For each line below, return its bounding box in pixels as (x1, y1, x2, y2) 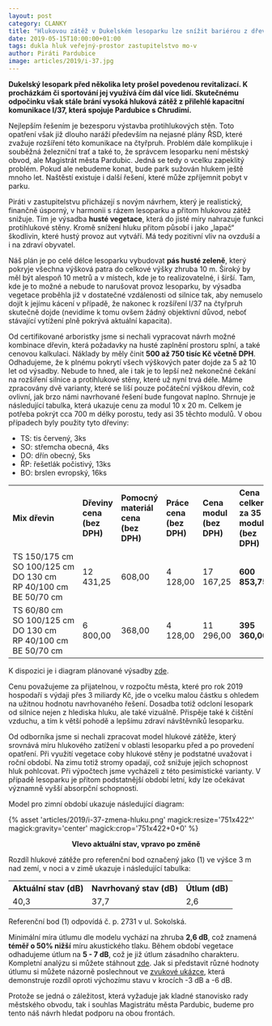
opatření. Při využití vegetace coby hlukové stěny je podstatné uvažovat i (8, 749, 253, 759)
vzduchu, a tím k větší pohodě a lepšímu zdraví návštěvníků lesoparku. (8, 716, 244, 725)
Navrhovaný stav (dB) (91, 883, 178, 894)
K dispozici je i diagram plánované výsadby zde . (8, 665, 169, 675)
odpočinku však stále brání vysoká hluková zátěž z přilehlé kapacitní (8, 96, 244, 106)
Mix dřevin (12, 512, 55, 524)
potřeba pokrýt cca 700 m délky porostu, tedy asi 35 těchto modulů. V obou (8, 408, 262, 418)
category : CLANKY (8, 19, 67, 28)
